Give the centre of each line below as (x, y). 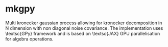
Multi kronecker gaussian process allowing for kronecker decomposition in (84, 23)
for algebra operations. (29, 39)
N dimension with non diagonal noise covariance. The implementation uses (84, 28)
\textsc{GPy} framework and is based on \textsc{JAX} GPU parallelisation (83, 33)
